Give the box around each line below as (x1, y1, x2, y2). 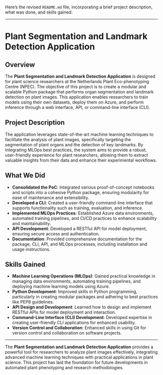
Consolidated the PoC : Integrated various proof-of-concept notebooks (12, 184, 155, 190)
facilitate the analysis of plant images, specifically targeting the (5, 136, 131, 143)
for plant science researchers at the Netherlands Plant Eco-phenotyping (5, 79, 149, 84)
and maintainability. (12, 220, 51, 226)
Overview (5, 60, 35, 69)
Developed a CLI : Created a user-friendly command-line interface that (12, 199, 153, 206)
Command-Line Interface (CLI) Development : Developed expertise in (12, 315, 152, 321)
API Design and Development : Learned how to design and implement (12, 304, 152, 310)
